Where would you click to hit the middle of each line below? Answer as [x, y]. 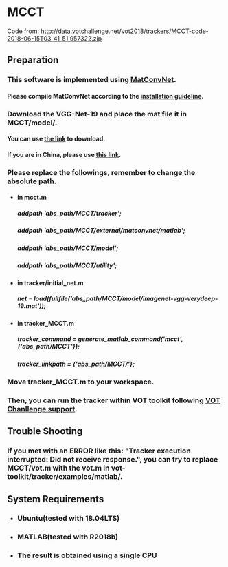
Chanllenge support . [42, 409]
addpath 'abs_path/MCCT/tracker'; [69, 214]
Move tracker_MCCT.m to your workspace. [81, 382]
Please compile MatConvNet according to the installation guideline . [105, 96]
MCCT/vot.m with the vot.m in [58, 468]
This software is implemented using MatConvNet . [92, 80]
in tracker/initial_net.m [50, 282]
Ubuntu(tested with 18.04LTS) [68, 519]
